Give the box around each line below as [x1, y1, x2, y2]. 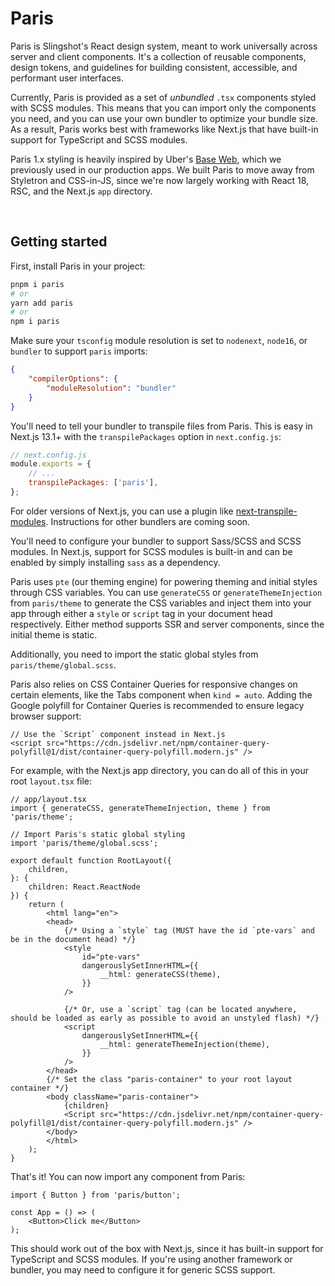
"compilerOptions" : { [28, 374, 118, 384]
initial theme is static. [10, 628, 98, 641]
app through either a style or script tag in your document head [10, 607, 273, 619]
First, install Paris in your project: [10, 260, 146, 272]
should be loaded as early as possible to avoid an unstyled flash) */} [10, 1013, 320, 1023]
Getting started [10, 233, 108, 251]
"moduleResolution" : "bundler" [46, 383, 177, 393]
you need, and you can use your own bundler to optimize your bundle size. [10, 112, 319, 124]
